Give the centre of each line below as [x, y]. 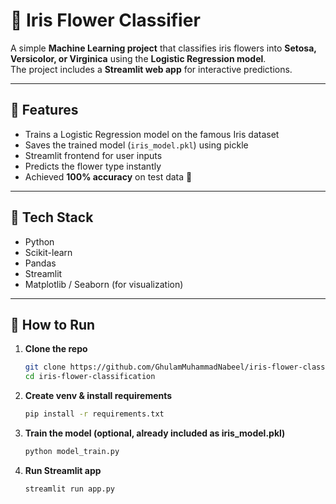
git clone [45, 367]
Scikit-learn [48, 252]
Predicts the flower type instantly [93, 166]
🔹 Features [44, 110]
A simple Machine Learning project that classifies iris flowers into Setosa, [163, 48]
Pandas [40, 263]
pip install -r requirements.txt [94, 414]
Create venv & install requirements [98, 396]
